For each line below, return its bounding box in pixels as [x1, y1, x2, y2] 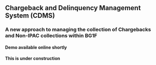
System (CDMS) [5, 12, 55, 20]
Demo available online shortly [5, 44, 67, 50]
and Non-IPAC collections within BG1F [5, 32, 97, 39]
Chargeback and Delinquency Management [5, 4, 141, 12]
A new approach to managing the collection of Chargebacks [5, 26, 151, 33]
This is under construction [5, 55, 60, 61]
